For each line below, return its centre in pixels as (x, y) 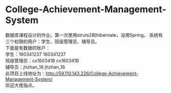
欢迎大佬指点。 (21, 85)
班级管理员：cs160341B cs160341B (42, 60)
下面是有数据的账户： (28, 48)
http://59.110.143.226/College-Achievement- (92, 73)
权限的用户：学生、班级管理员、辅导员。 (57, 41)
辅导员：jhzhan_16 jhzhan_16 (35, 67)
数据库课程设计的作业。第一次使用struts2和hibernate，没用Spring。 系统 (82, 35)
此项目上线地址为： (26, 73)
